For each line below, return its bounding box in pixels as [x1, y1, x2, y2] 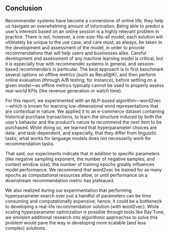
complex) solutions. [5, 225, 47, 231]
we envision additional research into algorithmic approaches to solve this [5, 214, 158, 220]
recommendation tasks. [5, 141, 55, 147]
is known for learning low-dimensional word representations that [23, 103, 159, 109]
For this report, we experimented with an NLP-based [5, 97, 115, 104]
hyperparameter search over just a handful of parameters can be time [5, 192, 151, 198]
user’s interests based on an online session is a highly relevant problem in [5, 28, 159, 35]
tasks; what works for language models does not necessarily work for [5, 135, 151, 141]
